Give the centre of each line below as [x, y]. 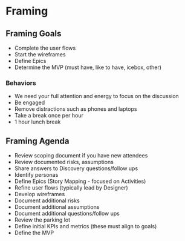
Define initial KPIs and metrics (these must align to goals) [86, 226]
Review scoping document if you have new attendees [81, 156]
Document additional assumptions [57, 207]
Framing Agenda [38, 141]
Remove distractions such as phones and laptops [76, 109]
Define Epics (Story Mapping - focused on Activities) [80, 181]
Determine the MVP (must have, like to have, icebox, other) [88, 67]
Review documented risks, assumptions [64, 162]
